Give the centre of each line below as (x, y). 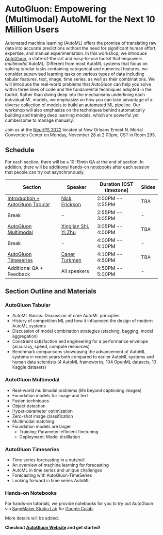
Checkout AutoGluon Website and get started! (53, 528)
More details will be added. (32, 518)
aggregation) (25, 336)
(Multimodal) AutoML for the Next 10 (80, 19)
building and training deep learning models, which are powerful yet (72, 115)
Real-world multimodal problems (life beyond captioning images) (77, 390)
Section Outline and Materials (51, 291)
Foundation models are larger (41, 426)
